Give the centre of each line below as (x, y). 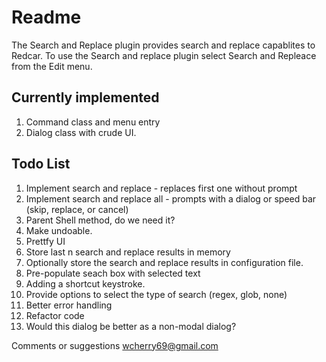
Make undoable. (59, 230)
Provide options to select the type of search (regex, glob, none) (156, 294)
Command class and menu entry (93, 122)
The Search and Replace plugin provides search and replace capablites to (163, 45)
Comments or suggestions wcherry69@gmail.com (115, 345)
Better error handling (69, 305)
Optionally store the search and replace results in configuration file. (164, 262)
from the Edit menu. (52, 66)
